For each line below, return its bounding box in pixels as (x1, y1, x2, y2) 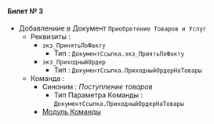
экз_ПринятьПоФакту (42, 42, 107, 50)
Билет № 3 (7, 6, 44, 16)
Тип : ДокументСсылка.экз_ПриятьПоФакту (53, 49, 185, 58)
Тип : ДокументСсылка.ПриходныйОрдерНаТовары (53, 65, 202, 75)
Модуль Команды (42, 107, 101, 117)
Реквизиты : (30, 32, 71, 42)
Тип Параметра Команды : (53, 90, 143, 100)
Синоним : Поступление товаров (42, 82, 154, 92)
